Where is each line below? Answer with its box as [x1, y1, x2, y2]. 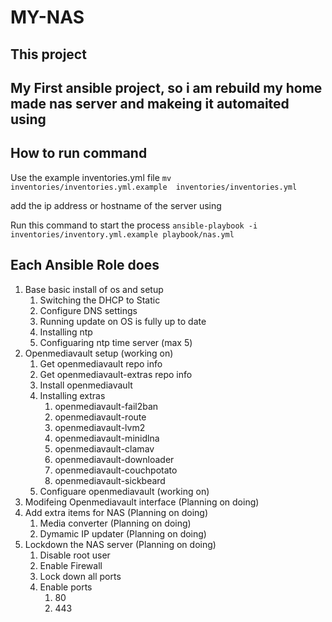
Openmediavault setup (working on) [24, 347, 174, 359]
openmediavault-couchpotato [54, 464, 178, 476]
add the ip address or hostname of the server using [10, 199, 222, 211]
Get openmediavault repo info [39, 357, 163, 370]
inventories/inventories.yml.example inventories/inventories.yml [10, 182, 298, 192]
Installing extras [39, 389, 106, 401]
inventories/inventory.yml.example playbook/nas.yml [10, 229, 235, 240]
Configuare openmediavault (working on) [39, 485, 210, 497]
